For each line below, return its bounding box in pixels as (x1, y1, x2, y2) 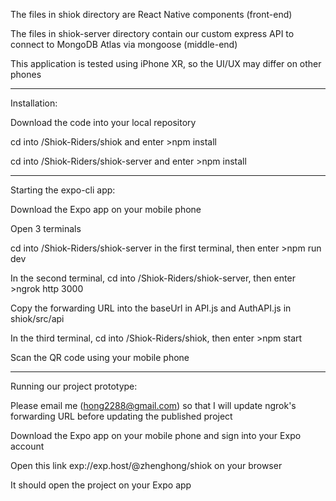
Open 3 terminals (10, 223, 82, 234)
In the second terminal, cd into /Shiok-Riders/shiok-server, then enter (10, 272, 296, 284)
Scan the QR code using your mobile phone (10, 352, 190, 363)
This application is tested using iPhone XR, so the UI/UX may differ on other (10, 58, 322, 69)
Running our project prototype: (10, 380, 138, 392)
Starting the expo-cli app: (10, 184, 116, 196)
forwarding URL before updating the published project (10, 410, 233, 422)
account (10, 440, 45, 452)
